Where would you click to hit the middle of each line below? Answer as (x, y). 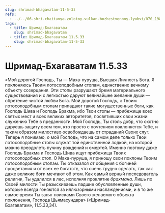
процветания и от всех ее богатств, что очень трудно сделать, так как (79, 168)
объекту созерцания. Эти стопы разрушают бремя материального (75, 90)
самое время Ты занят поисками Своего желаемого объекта (69, 194)
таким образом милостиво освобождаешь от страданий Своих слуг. (77, 132)
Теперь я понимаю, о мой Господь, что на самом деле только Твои (76, 137)
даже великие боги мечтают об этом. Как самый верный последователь (82, 174)
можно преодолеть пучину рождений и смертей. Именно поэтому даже (81, 148)
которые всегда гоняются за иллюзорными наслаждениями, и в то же (79, 189)
